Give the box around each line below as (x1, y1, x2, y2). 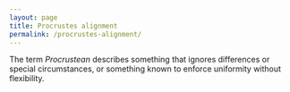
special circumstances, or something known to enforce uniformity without (9, 63, 282, 74)
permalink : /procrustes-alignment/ (9, 29, 142, 38)
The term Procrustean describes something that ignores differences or (9, 54, 270, 65)
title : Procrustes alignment (9, 21, 118, 30)
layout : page (9, 13, 58, 22)
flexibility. (9, 73, 45, 84)
